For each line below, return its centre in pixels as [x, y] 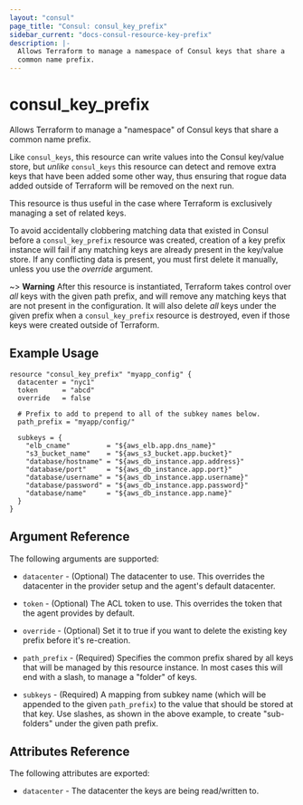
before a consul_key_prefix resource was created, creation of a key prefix [148, 240]
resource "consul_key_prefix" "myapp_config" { [101, 374]
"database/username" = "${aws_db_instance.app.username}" [137, 477]
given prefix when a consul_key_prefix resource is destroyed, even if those [150, 315]
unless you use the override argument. [81, 269]
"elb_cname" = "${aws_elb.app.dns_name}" [121, 446]
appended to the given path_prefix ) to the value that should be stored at [158, 704]
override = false [54, 398]
